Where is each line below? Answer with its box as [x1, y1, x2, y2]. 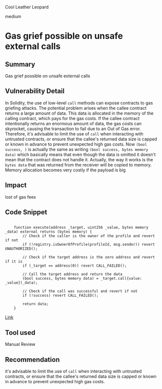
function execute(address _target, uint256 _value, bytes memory [14, 225, 149, 230]
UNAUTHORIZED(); [5, 246, 38, 252]
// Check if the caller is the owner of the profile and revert [22, 234, 155, 238]
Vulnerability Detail [5, 87, 65, 95]
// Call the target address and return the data [22, 272, 123, 277]
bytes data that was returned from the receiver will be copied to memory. [5, 162, 152, 168]
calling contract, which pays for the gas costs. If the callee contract [5, 115, 140, 121]
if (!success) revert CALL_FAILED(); [22, 293, 98, 298]
